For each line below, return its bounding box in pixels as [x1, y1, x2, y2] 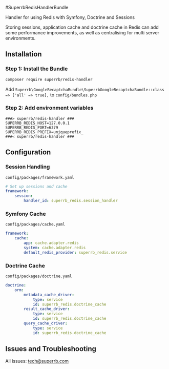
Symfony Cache [5, 210, 46, 217]
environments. [5, 35, 36, 41]
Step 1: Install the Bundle [5, 65, 68, 72]
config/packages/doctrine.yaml [5, 274, 72, 279]
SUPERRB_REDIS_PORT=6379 [5, 125, 58, 130]
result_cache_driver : [24, 306, 70, 312]
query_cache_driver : [24, 321, 68, 326]
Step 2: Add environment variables [5, 105, 94, 112]
